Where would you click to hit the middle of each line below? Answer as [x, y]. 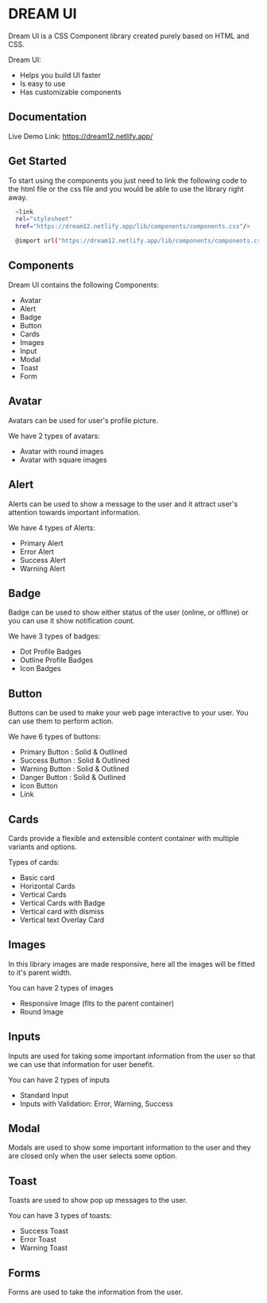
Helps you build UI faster [60, 75]
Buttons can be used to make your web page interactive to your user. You [128, 713]
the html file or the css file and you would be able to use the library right [126, 188]
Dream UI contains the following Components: [83, 285]
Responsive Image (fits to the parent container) [97, 1003]
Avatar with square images [63, 460]
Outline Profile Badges [56, 660]
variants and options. [43, 847]
